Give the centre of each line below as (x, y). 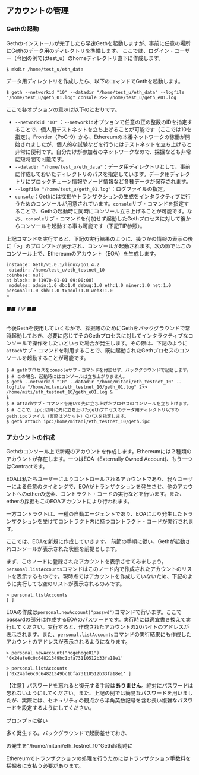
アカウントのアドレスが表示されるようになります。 (68, 642)
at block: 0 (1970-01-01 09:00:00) (50, 280)
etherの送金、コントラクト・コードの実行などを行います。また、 (106, 494)
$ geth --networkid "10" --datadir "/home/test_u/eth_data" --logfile (95, 92)
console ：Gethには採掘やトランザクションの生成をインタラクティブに (100, 196)
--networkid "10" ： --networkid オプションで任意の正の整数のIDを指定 (101, 122)
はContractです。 (27, 467)
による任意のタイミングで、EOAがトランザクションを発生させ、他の (94, 487)
